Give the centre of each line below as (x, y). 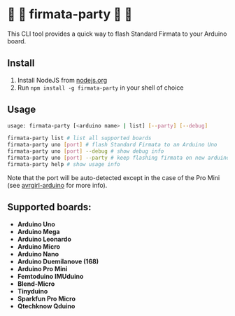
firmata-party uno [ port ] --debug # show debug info (86, 151)
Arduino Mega (38, 231)
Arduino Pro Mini (42, 268)
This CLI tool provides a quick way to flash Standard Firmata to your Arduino (117, 34)
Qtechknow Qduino (46, 306)
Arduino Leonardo (44, 239)
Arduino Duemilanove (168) (58, 261)
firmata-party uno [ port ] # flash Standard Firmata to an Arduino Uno (112, 145)
